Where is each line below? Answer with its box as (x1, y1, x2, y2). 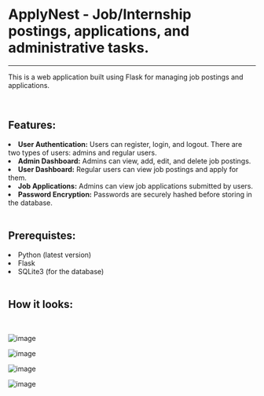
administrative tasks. (8, 39, 149, 57)
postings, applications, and (8, 22, 190, 40)
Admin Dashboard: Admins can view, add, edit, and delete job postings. (18, 156, 251, 166)
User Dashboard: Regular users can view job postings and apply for (18, 164, 239, 174)
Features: (8, 119, 57, 132)
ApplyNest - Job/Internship (8, 5, 192, 24)
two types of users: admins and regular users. (8, 148, 157, 157)
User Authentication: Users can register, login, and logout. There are (18, 139, 243, 148)
